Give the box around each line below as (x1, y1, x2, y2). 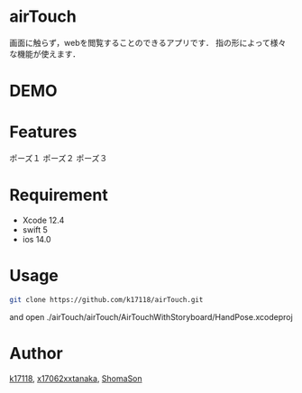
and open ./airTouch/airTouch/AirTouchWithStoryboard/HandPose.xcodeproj (9, 311, 293, 322)
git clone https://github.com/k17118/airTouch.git (9, 295, 204, 304)
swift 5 (22, 224, 48, 235)
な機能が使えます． (9, 48, 81, 59)
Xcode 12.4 (22, 215, 65, 225)
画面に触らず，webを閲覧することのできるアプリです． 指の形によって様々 (9, 37, 287, 48)
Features (9, 122, 78, 142)
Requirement (9, 185, 108, 206)
